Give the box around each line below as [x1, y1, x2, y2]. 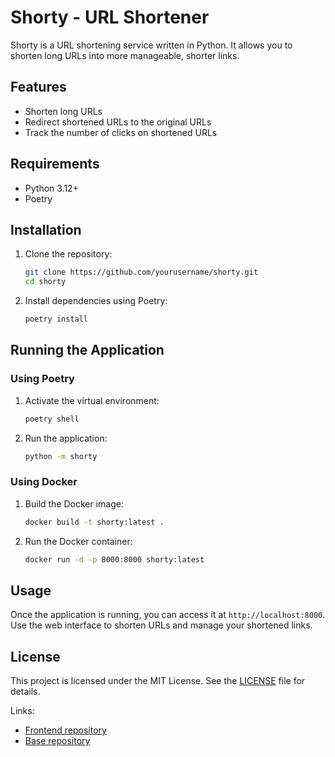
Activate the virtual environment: [24, 394, 160, 406]
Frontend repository [24, 724, 107, 736]
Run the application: [24, 432, 108, 444]
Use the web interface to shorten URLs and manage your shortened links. [10, 619, 313, 631]
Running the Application [10, 342, 165, 359]
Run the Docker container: [24, 535, 133, 547]
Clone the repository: [24, 248, 113, 260]
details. [10, 686, 41, 698]
